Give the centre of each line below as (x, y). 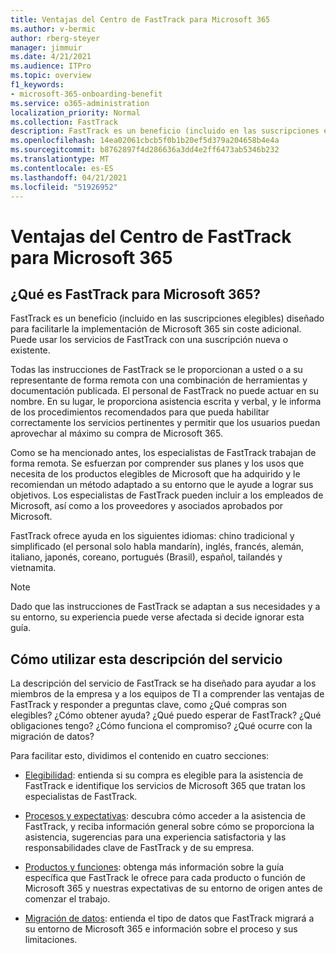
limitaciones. (51, 940)
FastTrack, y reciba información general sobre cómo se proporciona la (169, 827)
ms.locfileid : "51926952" (64, 187)
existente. (30, 350)
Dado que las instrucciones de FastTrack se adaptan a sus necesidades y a (165, 607)
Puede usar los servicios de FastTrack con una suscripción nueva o (149, 340)
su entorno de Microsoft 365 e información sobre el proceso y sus (161, 929)
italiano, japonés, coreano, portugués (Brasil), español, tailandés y (146, 557)
